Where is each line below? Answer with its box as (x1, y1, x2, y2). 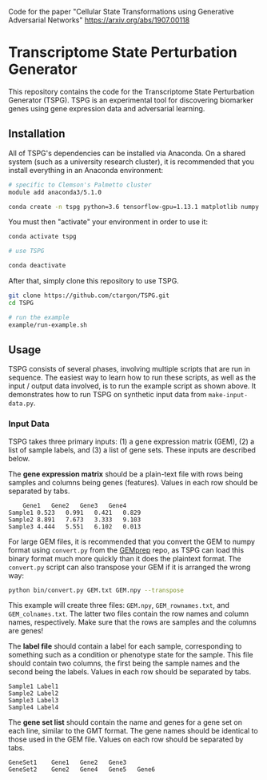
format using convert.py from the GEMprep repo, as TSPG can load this (8, 545, 245, 555)
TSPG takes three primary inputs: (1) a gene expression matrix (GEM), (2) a (8, 436, 255, 446)
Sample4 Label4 (8, 704, 59, 712)
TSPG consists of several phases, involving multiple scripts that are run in (8, 364, 250, 374)
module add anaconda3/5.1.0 (8, 188, 102, 196)
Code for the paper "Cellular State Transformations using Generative (8, 7, 234, 16)
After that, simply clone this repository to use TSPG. (8, 276, 180, 285)
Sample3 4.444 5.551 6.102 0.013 (8, 522, 141, 531)
